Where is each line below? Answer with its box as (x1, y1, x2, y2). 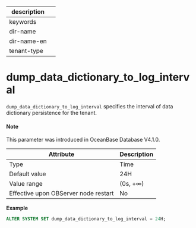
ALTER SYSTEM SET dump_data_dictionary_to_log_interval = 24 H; (6, 216, 166, 222)
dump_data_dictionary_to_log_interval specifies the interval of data (6, 102, 173, 110)
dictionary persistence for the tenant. (6, 109, 97, 116)
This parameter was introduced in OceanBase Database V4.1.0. (6, 136, 160, 143)
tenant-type (9, 47, 43, 55)
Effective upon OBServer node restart (9, 189, 114, 198)
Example (6, 205, 29, 212)
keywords (9, 18, 37, 26)
